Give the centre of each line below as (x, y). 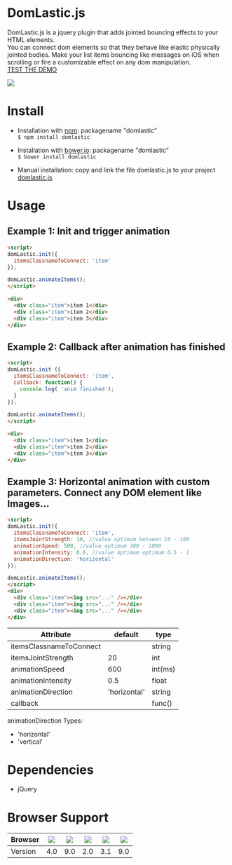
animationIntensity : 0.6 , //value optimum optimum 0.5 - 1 (102, 552)
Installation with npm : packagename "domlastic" (87, 130)
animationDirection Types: (45, 721)
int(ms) (164, 669)
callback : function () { (48, 382)
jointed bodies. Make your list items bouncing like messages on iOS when (113, 55)
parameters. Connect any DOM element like (104, 492)
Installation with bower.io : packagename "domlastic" (93, 150)
